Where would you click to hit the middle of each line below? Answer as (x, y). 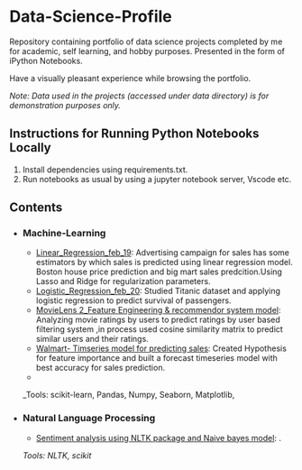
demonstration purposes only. (65, 105)
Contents (36, 208)
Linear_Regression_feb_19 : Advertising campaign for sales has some (163, 253)
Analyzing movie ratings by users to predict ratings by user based (158, 320)
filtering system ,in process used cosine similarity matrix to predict (160, 329)
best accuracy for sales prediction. (100, 368)
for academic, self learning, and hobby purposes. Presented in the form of (147, 51)
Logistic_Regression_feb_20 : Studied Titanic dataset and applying (158, 291)
